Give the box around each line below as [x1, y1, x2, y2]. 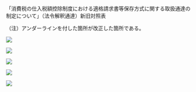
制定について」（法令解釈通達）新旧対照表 [6, 12, 106, 19]
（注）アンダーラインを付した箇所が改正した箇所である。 [6, 25, 145, 31]
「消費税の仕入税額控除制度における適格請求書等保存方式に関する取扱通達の [6, 5, 191, 12]
